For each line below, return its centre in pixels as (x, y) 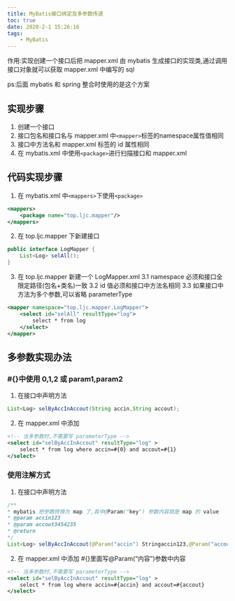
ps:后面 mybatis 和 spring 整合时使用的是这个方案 (79, 84)
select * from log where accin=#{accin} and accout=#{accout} (112, 585)
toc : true (22, 20)
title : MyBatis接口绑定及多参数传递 (55, 14)
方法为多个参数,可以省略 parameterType (75, 294)
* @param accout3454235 (42, 525)
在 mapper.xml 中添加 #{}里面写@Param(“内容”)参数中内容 (101, 558)
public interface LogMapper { (51, 250)
